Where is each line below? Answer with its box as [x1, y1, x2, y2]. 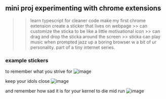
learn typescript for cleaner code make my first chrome [30, 17, 146, 23]
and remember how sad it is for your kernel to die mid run [5, 88, 126, 94]
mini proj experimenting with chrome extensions [5, 4, 161, 13]
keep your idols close [5, 78, 50, 84]
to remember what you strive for [5, 68, 72, 75]
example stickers [5, 57, 49, 64]
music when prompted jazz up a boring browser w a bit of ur [30, 39, 157, 45]
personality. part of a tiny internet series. [30, 44, 115, 50]
